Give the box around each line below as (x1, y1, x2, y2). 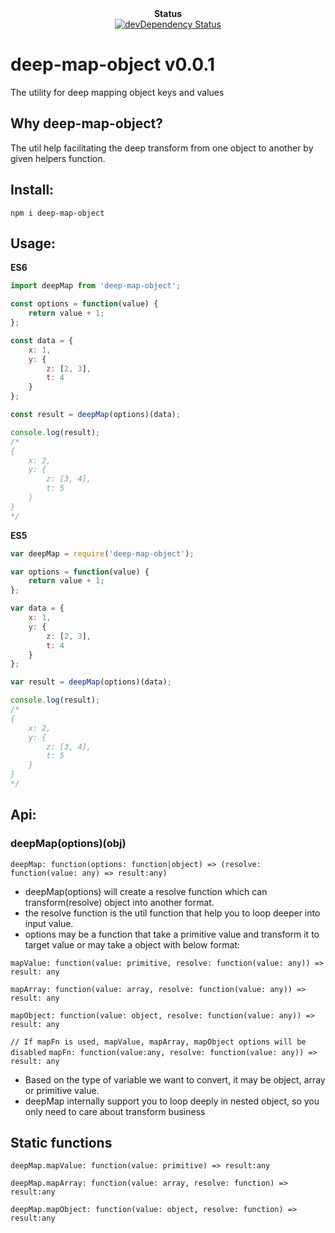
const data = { (10, 335, 74, 346)
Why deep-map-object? (10, 115, 163, 132)
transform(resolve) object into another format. (24, 896, 215, 908)
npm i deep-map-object (10, 208, 105, 218)
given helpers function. (10, 152, 106, 164)
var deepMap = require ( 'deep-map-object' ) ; (10, 548, 195, 559)
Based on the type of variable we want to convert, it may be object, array (24, 1073, 326, 1086)
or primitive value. (24, 1084, 100, 1096)
